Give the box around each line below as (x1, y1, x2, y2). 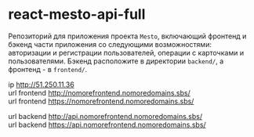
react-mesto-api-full (8, 5, 146, 23)
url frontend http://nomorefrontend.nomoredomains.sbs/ (8, 88, 190, 97)
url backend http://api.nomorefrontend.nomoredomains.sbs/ (8, 111, 202, 121)
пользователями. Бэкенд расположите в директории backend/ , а (8, 56, 224, 66)
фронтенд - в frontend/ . (8, 64, 88, 74)
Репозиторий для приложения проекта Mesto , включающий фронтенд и (8, 31, 247, 41)
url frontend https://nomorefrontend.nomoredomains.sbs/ (8, 96, 194, 106)
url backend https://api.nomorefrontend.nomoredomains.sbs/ (8, 120, 206, 129)
